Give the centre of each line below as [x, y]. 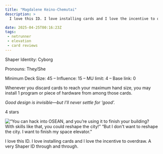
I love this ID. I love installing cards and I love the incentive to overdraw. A [78, 141]
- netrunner [19, 37]
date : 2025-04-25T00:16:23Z [33, 27]
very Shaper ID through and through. [42, 146]
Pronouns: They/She [25, 69]
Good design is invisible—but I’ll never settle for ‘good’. [60, 102]
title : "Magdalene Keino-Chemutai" [41, 10]
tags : [10, 32]
